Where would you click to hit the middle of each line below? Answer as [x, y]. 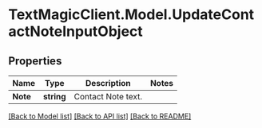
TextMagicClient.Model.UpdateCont [131, 15]
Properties [35, 61]
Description [108, 83]
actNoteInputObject [76, 31]
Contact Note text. [108, 97]
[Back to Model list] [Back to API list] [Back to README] [100, 116]
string [54, 97]
